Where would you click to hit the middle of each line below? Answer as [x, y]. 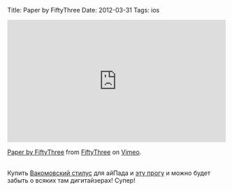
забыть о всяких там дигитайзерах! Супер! [71, 180]
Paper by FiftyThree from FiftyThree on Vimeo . [74, 152]
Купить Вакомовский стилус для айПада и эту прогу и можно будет [109, 173]
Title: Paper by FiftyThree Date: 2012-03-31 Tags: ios [84, 10]
